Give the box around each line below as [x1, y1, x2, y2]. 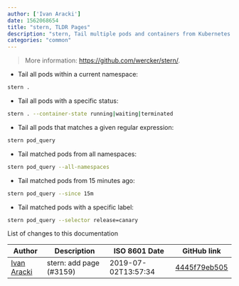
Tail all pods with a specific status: [17, 97, 119, 105]
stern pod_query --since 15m [7, 189, 94, 197]
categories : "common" [7, 37, 72, 44]
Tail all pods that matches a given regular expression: [17, 123, 174, 131]
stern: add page [46, 258, 100, 268]
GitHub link [182, 246, 221, 256]
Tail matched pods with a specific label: [17, 203, 134, 211]
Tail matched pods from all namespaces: [17, 150, 137, 158]
